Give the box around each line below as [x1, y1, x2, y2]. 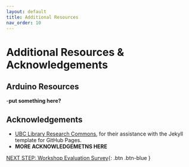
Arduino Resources [6, 81, 79, 92]
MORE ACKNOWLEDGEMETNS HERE [14, 143, 107, 150]
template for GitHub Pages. [14, 137, 82, 144]
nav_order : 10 [6, 20, 42, 26]
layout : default [6, 8, 47, 15]
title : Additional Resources [6, 14, 79, 20]
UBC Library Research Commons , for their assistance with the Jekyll [14, 130, 184, 137]
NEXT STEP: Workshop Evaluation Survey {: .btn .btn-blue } [6, 155, 151, 162]
